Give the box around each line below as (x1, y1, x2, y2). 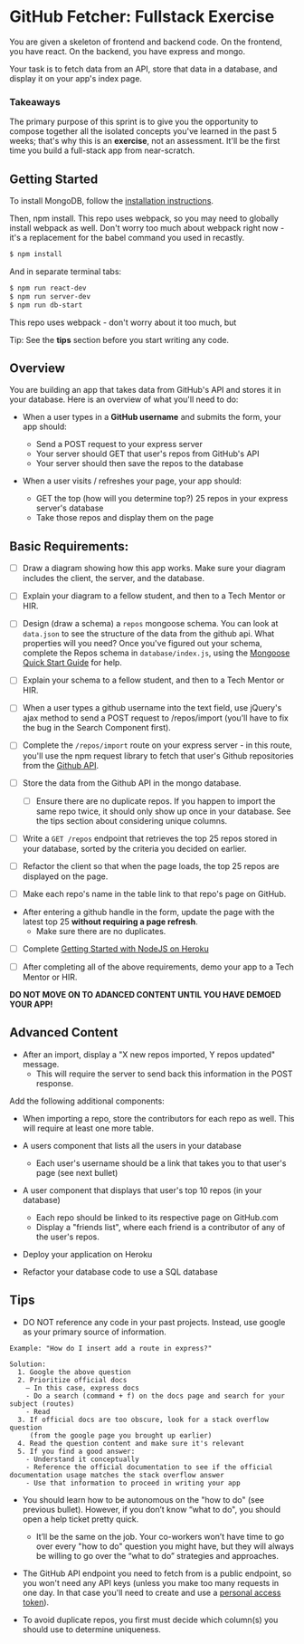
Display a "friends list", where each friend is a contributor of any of (35, 1221, 286, 1232)
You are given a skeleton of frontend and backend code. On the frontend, (9, 36, 282, 47)
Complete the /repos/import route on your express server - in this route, (22, 740, 292, 750)
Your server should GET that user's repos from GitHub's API (35, 448, 260, 459)
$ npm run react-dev (9, 283, 88, 292)
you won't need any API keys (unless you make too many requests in (22, 1577, 280, 1588)
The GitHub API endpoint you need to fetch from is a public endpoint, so (22, 1568, 292, 1579)
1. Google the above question (17, 1367, 131, 1377)
